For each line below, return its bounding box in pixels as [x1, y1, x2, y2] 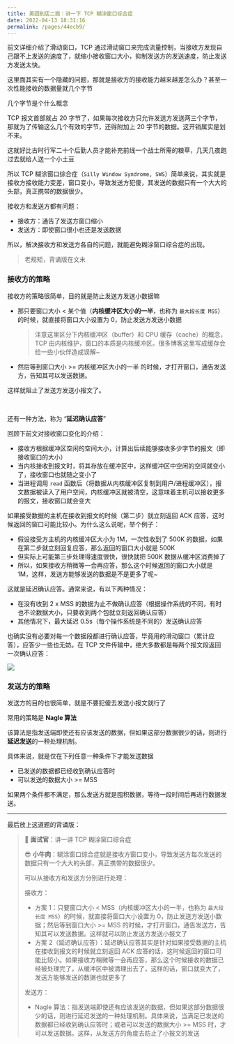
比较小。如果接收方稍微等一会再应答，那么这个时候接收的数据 [40, 955, 218, 964]
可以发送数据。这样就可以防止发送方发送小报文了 [47, 929, 188, 938]
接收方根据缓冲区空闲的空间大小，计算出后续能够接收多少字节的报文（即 [17, 444, 225, 453]
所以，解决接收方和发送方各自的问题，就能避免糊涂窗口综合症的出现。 [7, 240, 209, 249]
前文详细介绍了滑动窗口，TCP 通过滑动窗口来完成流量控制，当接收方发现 [7, 43, 217, 52]
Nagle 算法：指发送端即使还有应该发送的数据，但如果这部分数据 [34, 1003, 219, 1011]
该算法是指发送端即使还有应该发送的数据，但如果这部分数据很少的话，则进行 [7, 728, 227, 737]
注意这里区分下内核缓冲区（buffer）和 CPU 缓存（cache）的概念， [34, 330, 227, 339]
